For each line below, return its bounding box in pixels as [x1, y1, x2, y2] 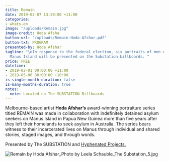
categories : [5, 17, 30, 22]
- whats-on [5, 21, 28, 27]
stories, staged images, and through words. [5, 131, 96, 138]
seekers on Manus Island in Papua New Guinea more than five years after [5, 116, 157, 122]
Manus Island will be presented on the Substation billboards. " [10, 54, 150, 59]
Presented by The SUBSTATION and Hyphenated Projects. [5, 141, 126, 147]
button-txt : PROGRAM [5, 40, 49, 45]
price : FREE [5, 59, 30, 64]
